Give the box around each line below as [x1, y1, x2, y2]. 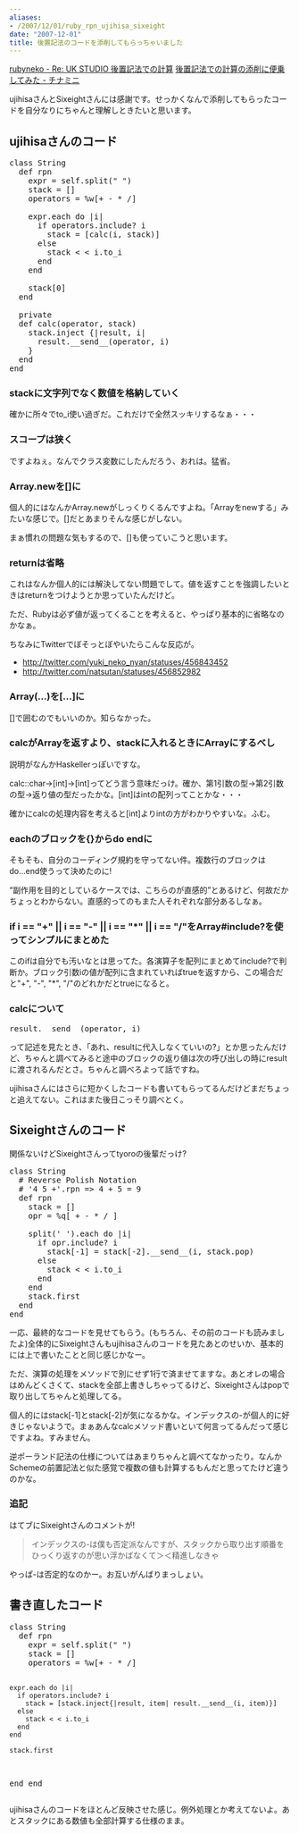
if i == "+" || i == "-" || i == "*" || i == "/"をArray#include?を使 [9, 921, 284, 933]
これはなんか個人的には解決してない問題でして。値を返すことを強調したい [9, 578, 283, 590]
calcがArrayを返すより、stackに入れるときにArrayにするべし [9, 736, 276, 749]
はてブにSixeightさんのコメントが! [9, 1519, 136, 1530]
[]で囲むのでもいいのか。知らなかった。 [9, 712, 156, 723]
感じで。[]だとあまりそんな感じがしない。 [32, 513, 187, 524]
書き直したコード [9, 1597, 104, 1613]
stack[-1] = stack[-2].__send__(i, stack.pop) [46, 1246, 254, 1257]
